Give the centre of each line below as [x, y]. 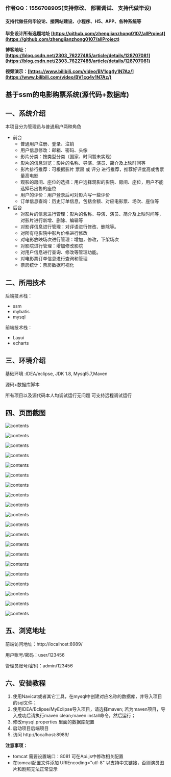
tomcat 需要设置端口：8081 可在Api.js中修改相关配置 [68, 757]
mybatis [21, 312]
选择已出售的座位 [38, 189]
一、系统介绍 [26, 113]
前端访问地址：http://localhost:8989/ [44, 644]
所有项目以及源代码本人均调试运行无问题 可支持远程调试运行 [68, 395]
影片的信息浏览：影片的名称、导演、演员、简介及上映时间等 [83, 163]
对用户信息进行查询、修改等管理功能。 [60, 252]
